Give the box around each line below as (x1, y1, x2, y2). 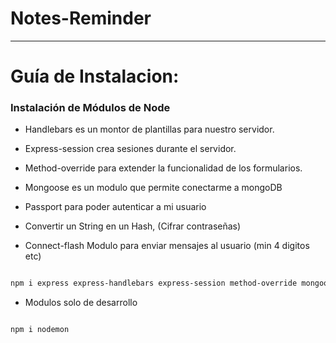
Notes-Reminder (10, 7, 152, 30)
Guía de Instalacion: (10, 65, 180, 88)
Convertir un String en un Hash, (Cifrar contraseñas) (24, 220, 242, 232)
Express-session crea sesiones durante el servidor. (24, 143, 237, 155)
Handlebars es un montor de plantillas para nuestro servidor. (24, 123, 275, 136)
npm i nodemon (10, 325, 70, 335)
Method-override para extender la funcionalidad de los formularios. (24, 162, 303, 174)
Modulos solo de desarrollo (24, 297, 138, 309)
